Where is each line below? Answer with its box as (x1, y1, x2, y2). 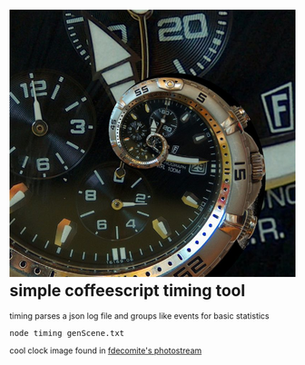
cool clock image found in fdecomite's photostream (9, 345, 202, 356)
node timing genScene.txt (9, 328, 125, 338)
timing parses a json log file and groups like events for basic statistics (9, 310, 270, 321)
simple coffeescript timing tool (9, 280, 246, 301)
